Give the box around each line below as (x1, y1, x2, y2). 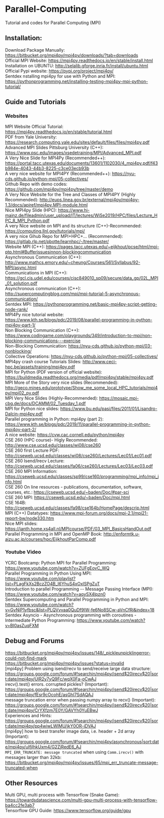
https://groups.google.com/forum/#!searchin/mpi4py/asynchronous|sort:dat (5, 738, 159, 744)
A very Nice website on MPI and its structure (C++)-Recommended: (5, 223, 142, 229)
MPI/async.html (5, 264, 37, 271)
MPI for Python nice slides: (5, 406, 60, 411)
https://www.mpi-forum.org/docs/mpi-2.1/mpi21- (50, 510, 148, 516)
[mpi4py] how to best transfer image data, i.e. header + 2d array (5, 728, 135, 734)
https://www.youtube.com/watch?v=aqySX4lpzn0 (5, 591, 106, 597)
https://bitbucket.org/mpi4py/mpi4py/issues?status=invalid (5, 660, 124, 666)
